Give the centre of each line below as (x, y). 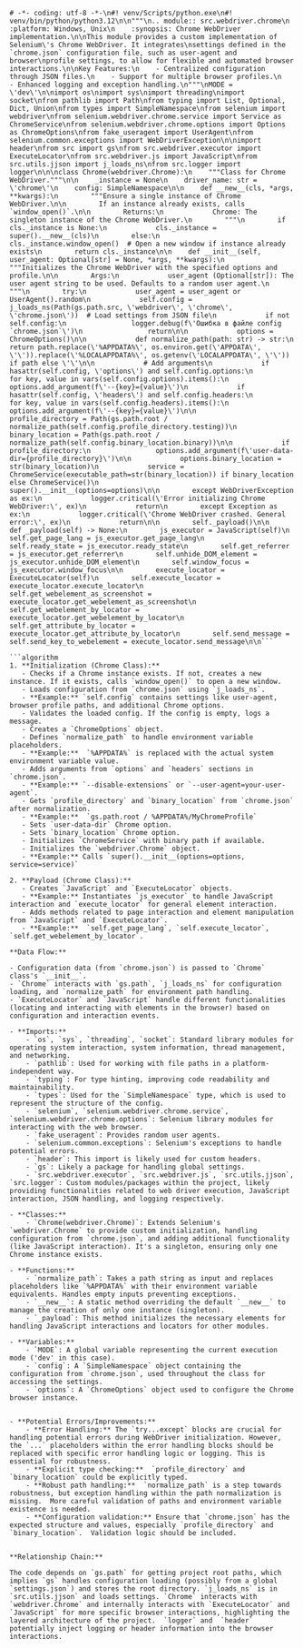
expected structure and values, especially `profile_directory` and (142, 1525)
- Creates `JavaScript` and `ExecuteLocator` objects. (127, 889)
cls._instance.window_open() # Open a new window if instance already (147, 244)
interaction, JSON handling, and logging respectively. (117, 1199)
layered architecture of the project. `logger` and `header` (132, 1621)
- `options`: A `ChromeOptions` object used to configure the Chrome (160, 1390)
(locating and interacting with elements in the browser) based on (140, 1008)
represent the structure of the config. (87, 1103)
